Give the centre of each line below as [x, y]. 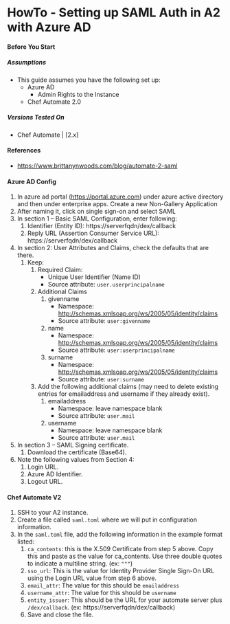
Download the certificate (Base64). [77, 452]
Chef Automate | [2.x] [48, 135]
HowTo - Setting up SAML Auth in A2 [114, 13]
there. [25, 255]
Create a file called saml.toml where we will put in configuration [107, 520]
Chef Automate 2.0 [54, 102]
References [24, 151]
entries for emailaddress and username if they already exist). [124, 394]
